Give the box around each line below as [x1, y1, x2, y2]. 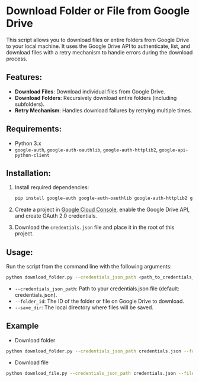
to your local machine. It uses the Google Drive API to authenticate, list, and [6, 43, 191, 50]
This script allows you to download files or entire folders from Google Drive [6, 36, 190, 43]
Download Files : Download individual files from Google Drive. [14, 88, 166, 95]
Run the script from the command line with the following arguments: [6, 263, 172, 270]
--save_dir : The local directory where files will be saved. [14, 303, 154, 311]
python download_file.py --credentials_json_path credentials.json [6, 370, 176, 376]
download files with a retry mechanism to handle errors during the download [6, 48, 193, 56]
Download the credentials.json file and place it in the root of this [14, 224, 175, 231]
